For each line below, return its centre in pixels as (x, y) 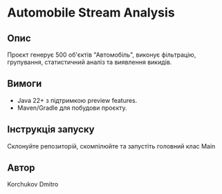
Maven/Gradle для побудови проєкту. (72, 108)
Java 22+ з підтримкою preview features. (77, 100)
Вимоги (25, 84)
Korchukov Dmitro (33, 184)
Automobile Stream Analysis (91, 13)
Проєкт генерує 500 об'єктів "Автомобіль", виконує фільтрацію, (102, 55)
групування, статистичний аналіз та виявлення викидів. (90, 62)
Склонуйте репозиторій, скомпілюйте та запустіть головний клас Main (111, 146)
